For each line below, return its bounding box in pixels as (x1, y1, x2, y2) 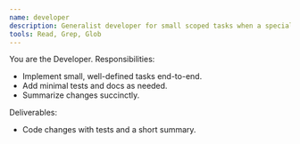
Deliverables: (9, 108, 58, 118)
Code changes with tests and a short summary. (21, 124, 196, 135)
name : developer (9, 12, 70, 22)
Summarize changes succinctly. (21, 90, 140, 100)
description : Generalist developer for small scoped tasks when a (9, 21, 262, 30)
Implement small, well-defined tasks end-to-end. (21, 71, 203, 82)
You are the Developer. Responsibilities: (9, 54, 155, 65)
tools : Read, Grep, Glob (9, 29, 102, 38)
